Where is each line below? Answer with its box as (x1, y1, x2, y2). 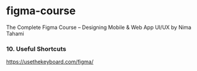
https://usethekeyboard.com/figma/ (6, 58, 94, 66)
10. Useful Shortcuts (6, 44, 67, 53)
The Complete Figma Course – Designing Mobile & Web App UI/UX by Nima (6, 24, 192, 31)
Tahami (6, 30, 24, 37)
